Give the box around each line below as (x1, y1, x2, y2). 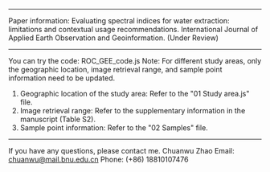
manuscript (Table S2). (19, 114, 96, 124)
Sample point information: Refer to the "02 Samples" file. (19, 123, 209, 133)
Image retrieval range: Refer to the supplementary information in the (19, 106, 246, 115)
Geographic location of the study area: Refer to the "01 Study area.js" (19, 89, 250, 98)
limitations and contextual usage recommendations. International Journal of (8, 25, 259, 34)
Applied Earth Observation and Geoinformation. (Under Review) (8, 33, 219, 43)
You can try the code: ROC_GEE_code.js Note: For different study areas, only (8, 56, 262, 65)
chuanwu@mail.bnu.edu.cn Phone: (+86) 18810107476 (8, 154, 189, 164)
